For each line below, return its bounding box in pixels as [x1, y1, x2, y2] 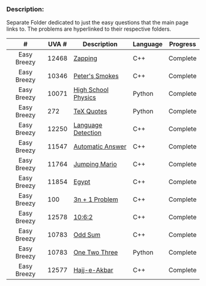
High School [73, 85, 109, 94]
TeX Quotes [73, 107, 107, 115]
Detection [73, 128, 102, 137]
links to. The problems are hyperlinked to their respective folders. [6, 25, 172, 33]
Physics [73, 93, 96, 102]
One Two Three [73, 248, 118, 257]
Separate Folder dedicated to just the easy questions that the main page [6, 19, 189, 26]
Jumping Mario [73, 160, 118, 169]
